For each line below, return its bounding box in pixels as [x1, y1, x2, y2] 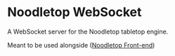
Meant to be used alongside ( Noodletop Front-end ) [7, 41, 155, 49]
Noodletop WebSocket [7, 4, 142, 20]
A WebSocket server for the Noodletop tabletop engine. [7, 27, 169, 36]
